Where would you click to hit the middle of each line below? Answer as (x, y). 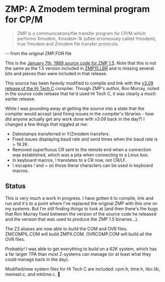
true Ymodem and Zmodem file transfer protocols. (68, 44)
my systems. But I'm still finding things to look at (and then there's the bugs (82, 208)
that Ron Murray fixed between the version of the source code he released (81, 214)
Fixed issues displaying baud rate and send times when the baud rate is (85, 139)
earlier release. (20, 99)
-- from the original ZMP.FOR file (38, 53)
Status (16, 186)
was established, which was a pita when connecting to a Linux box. (81, 155)
